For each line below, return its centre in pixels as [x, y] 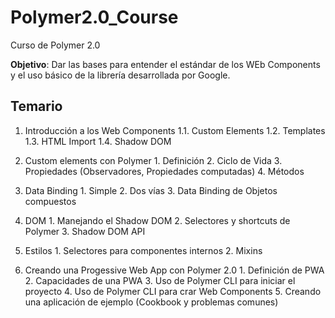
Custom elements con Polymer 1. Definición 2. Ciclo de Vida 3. [153, 160]
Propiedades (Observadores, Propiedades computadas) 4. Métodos [164, 171]
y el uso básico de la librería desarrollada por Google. [120, 75]
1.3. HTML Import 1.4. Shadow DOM [98, 141]
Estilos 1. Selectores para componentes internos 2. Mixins [143, 250]
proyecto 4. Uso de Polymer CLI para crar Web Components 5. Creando [173, 291]
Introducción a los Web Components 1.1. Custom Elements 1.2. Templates [175, 130]
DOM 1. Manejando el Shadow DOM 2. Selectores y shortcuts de [157, 220]
